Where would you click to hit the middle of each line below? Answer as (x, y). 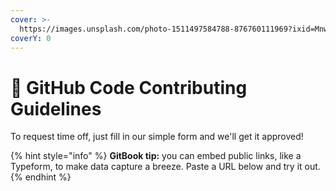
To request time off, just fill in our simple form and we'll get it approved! (157, 137)
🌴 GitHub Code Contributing (129, 87)
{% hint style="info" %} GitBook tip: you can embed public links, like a (156, 156)
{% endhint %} (41, 177)
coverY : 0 (31, 38)
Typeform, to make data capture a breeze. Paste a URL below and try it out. (165, 167)
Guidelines (56, 108)
